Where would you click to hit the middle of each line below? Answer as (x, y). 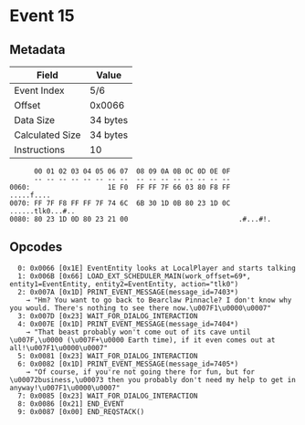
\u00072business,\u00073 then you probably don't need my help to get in (153, 379)
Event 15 (42, 16)
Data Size (35, 120)
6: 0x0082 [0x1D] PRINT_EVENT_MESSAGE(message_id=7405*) (128, 364)
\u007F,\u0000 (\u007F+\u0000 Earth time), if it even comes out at (142, 340)
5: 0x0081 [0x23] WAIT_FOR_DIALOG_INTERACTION (108, 356)
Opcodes (36, 247)
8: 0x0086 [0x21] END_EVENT (71, 404)
